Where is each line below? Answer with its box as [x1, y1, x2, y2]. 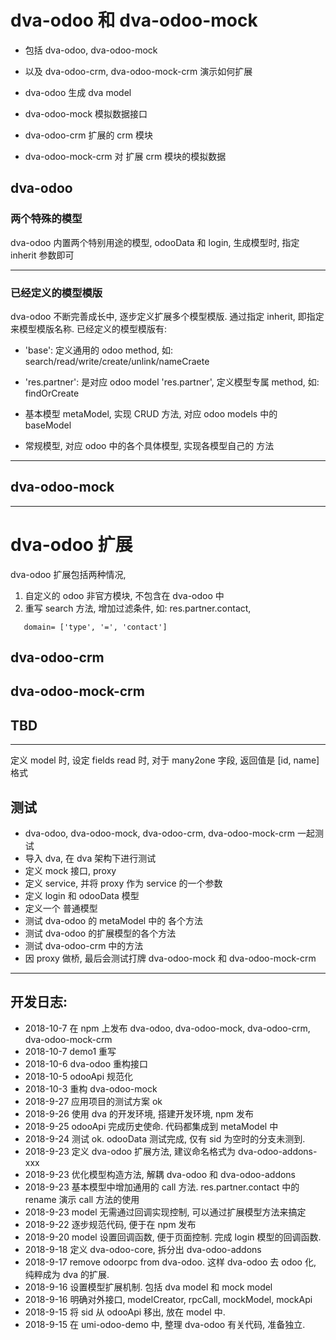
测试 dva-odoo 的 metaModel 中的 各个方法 [24, 915, 204, 927]
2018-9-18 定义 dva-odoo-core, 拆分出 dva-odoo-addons [24, 1243, 262, 1255]
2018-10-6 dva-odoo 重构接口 [24, 1057, 148, 1070]
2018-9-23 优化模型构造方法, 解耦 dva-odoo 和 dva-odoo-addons [24, 1168, 297, 1180]
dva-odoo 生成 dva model [24, 86, 132, 98]
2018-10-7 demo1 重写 [24, 1045, 117, 1057]
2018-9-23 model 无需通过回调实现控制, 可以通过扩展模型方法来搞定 [24, 1206, 307, 1218]
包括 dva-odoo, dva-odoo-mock [24, 44, 158, 56]
